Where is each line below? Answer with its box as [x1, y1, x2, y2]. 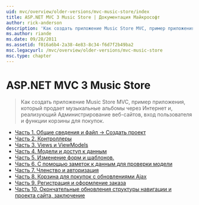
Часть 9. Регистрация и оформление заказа [14, 179, 126, 186]
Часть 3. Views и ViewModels [14, 141, 89, 149]
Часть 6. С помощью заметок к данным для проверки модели [14, 160, 173, 167]
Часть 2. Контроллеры [14, 135, 72, 142]
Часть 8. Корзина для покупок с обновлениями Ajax [14, 173, 147, 180]
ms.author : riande [6, 31, 52, 37]
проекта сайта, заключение [14, 191, 85, 199]
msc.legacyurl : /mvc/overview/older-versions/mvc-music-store [6, 48, 163, 53]
